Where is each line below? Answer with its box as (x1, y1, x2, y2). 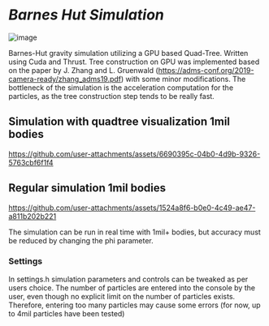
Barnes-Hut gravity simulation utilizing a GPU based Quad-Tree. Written (8, 48, 249, 58)
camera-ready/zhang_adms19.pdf (8, 74, 122, 84)
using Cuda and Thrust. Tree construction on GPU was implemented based (8, 57, 260, 66)
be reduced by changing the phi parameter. (8, 235, 154, 245)
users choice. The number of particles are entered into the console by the (8, 282, 256, 293)
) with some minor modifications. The (120, 74, 246, 84)
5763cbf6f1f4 (8, 157, 54, 167)
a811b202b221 (8, 211, 57, 221)
